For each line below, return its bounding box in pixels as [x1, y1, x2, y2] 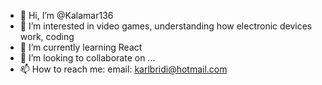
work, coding [19, 31, 75, 42]
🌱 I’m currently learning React [19, 41, 143, 53]
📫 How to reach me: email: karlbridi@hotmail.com [19, 63, 228, 75]
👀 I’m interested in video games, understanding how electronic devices [19, 20, 313, 32]
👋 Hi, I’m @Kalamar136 [19, 10, 114, 21]
